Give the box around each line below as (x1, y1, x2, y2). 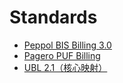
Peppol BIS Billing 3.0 (23, 39, 112, 51)
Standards (9, 6, 98, 29)
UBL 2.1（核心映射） (23, 61, 108, 73)
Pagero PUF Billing (23, 49, 101, 61)
